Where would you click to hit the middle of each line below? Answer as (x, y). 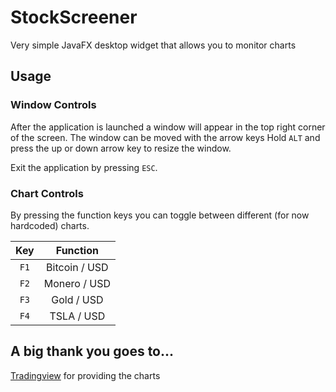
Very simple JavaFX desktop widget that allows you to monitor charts (153, 45)
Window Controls (53, 105)
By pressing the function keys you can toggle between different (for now (160, 215)
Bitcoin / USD (77, 267)
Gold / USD (77, 299)
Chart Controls (47, 193)
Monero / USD (77, 283)
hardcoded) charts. (50, 225)
